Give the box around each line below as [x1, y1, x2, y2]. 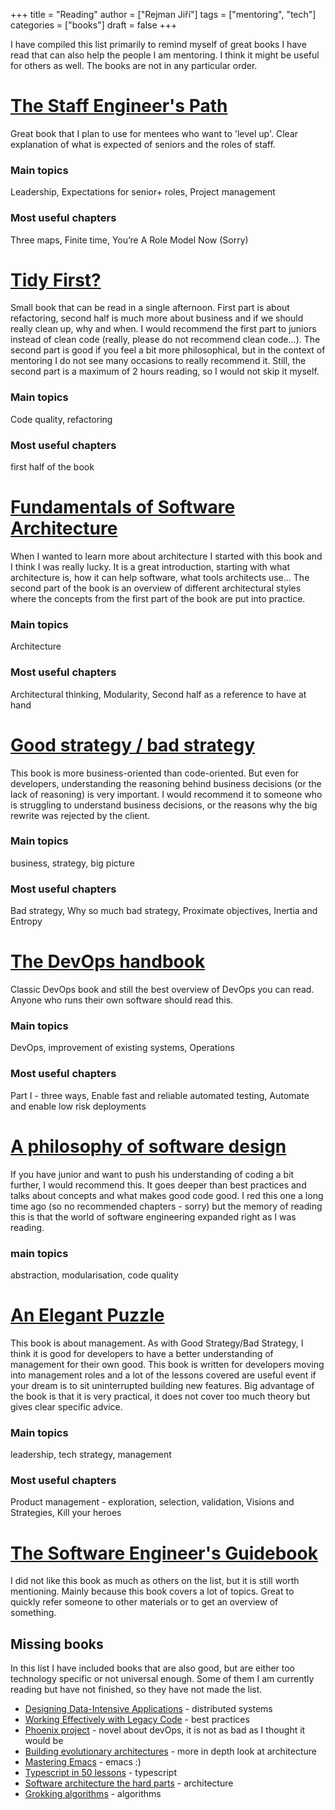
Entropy [10, 915, 43, 928]
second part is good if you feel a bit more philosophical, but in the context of [10, 344, 326, 356]
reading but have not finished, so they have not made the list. [10, 1684, 263, 1696]
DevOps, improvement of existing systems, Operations [10, 1042, 235, 1054]
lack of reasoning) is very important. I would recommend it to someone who [10, 788, 323, 800]
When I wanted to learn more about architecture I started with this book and [10, 550, 323, 562]
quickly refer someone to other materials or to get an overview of [10, 1596, 279, 1608]
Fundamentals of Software [10, 496, 236, 519]
